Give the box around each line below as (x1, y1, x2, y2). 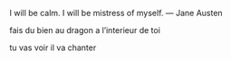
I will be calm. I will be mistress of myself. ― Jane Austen (9, 8, 224, 18)
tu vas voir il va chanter (9, 42, 97, 53)
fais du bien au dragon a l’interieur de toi (9, 25, 161, 35)
